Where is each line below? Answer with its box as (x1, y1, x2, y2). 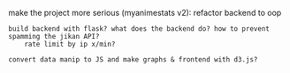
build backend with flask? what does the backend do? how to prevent (8, 25, 271, 33)
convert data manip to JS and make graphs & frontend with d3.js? (8, 55, 258, 64)
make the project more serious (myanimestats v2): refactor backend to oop (8, 8, 282, 18)
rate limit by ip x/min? (24, 40, 116, 48)
